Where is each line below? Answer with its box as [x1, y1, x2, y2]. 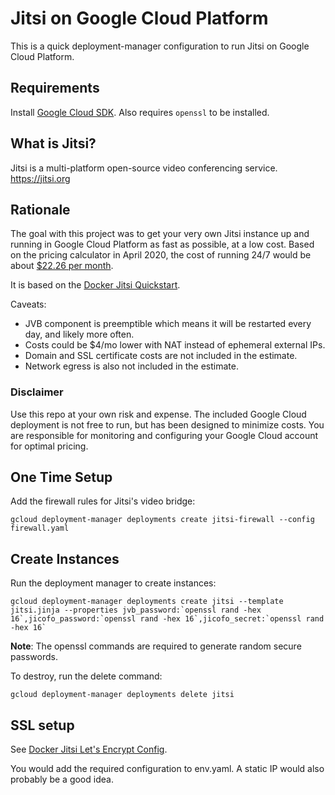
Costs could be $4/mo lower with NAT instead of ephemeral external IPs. [24, 339, 326, 351]
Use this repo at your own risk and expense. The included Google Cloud [10, 408, 307, 420]
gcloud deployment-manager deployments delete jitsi [10, 690, 235, 700]
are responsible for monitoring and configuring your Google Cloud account [10, 429, 319, 441]
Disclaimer [10, 385, 64, 399]
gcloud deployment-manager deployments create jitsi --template [10, 597, 284, 607]
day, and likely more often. [24, 328, 135, 341]
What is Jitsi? [10, 135, 97, 152]
